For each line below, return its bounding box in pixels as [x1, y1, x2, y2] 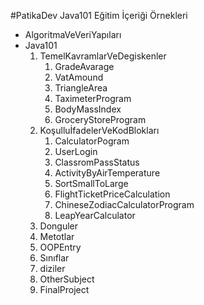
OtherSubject [39, 273, 95, 285]
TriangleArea [54, 82, 108, 94]
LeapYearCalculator [54, 210, 136, 221]
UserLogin [54, 146, 98, 157]
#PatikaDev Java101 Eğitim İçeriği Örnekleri [10, 10, 188, 21]
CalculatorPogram [54, 135, 130, 147]
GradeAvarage [54, 61, 115, 72]
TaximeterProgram [54, 93, 132, 104]
